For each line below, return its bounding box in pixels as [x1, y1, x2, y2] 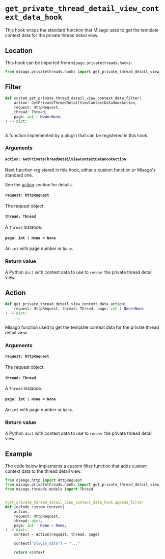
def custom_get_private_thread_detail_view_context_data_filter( [5, 96, 141, 101]
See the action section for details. [5, 181, 73, 187]
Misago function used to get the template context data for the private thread [5, 324, 159, 330]
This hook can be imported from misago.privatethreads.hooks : [5, 60, 132, 66]
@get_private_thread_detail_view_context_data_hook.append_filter [5, 500, 144, 505]
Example [5, 450, 32, 458]
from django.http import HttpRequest [5, 478, 82, 483]
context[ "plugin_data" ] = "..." [14, 541, 80, 546]
